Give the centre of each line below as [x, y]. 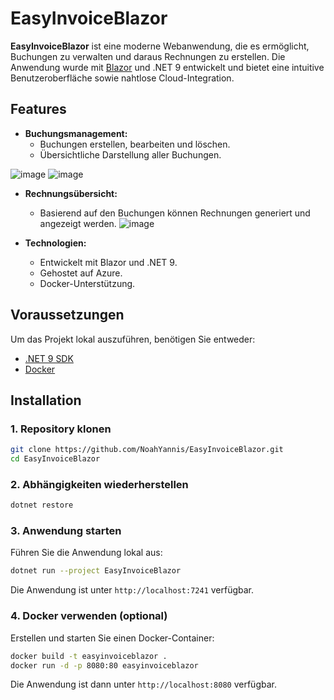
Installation [46, 400]
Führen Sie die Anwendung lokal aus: [86, 553]
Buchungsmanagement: [76, 133]
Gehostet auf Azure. [81, 273]
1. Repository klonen [61, 429]
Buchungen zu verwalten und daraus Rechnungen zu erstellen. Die [148, 56]
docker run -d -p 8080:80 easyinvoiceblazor [104, 665]
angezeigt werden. [78, 223]
